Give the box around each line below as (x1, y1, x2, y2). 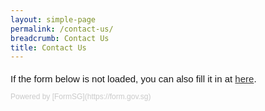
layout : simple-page (10, 14, 97, 25)
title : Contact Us (10, 42, 87, 53)
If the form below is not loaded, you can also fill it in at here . (10, 73, 257, 85)
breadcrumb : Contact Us (10, 33, 110, 43)
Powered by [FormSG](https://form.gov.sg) (10, 92, 152, 102)
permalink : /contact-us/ (10, 24, 114, 34)
